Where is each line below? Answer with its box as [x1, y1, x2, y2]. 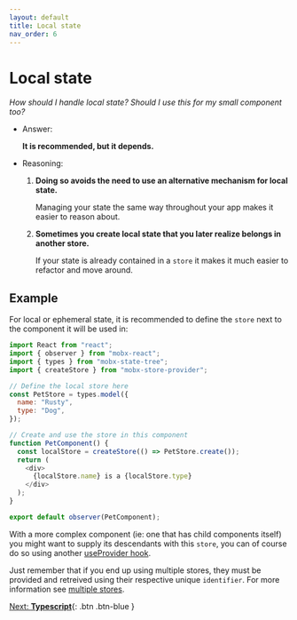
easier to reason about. [35, 211, 121, 222]
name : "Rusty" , [17, 398, 74, 407]
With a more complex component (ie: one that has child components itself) [9, 529, 282, 539]
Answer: [21, 123, 53, 134]
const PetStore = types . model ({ [9, 390, 129, 399]
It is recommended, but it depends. [21, 141, 154, 152]
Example [9, 290, 59, 306]
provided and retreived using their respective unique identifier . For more [9, 574, 280, 584]
